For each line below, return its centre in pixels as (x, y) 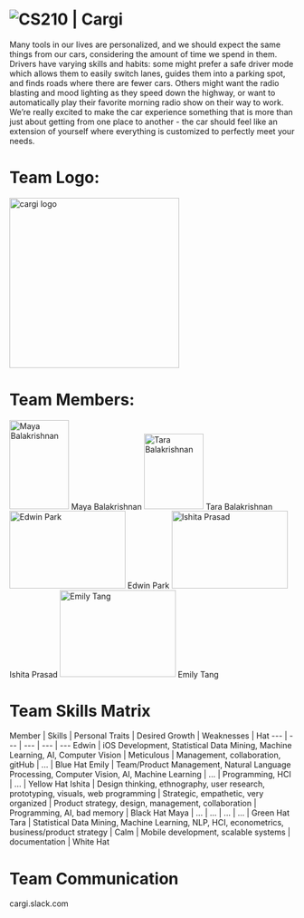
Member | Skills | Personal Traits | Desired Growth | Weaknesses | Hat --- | (148, 736)
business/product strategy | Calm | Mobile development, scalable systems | (150, 832)
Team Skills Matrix (80, 711)
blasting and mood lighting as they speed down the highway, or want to (142, 93)
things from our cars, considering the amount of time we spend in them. (143, 54)
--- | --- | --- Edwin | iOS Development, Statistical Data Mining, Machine (158, 746)
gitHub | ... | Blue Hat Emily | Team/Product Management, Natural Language (150, 765)
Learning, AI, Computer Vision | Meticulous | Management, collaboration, (145, 755)
